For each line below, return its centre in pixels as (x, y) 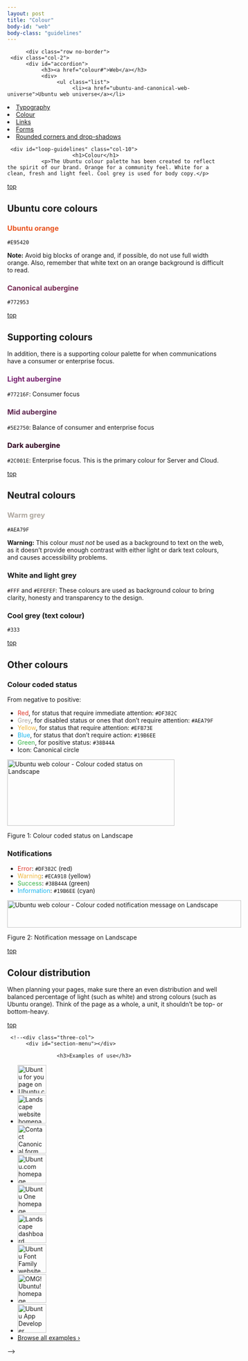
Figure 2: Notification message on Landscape (72, 937)
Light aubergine (34, 379)
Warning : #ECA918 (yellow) (54, 876)
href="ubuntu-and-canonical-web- (142, 88)
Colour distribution (49, 972)
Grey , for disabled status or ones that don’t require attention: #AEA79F (115, 720)
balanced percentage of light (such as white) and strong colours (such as (112, 997)
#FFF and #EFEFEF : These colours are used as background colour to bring (111, 590)
